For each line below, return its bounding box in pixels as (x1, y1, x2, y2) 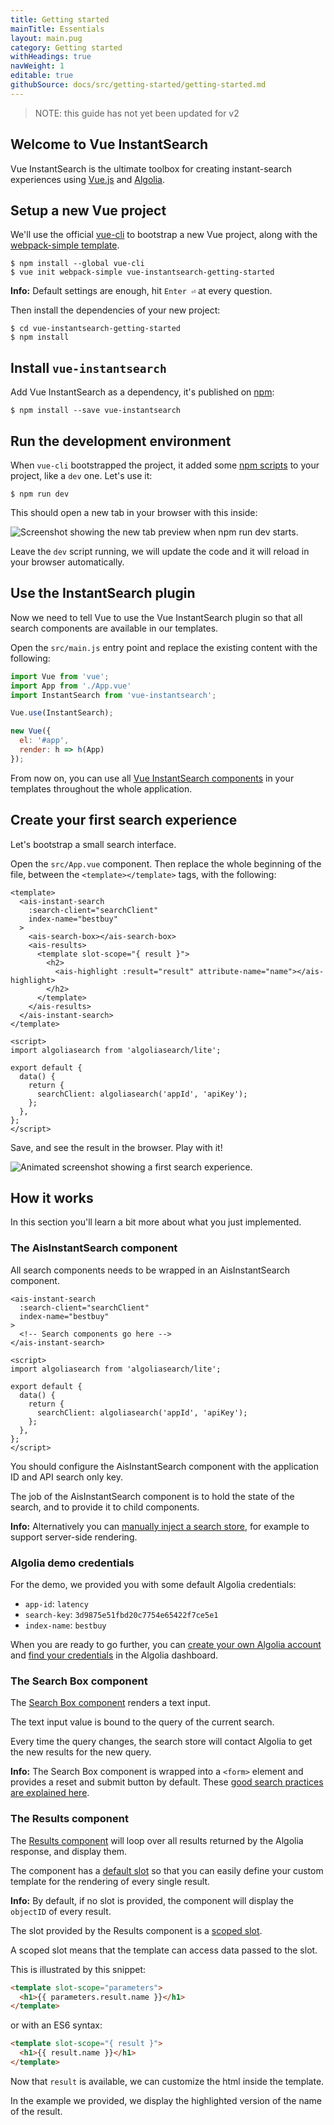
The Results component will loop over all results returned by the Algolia (10, 1834, 304, 1846)
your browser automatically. (10, 556, 125, 568)
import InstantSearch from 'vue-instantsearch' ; (10, 690, 217, 700)
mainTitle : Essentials (10, 24, 105, 34)
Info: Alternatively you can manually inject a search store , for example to (10, 1520, 310, 1532)
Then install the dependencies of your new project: (10, 304, 221, 316)
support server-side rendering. (10, 1531, 138, 1543)
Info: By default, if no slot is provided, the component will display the (10, 1894, 295, 1906)
